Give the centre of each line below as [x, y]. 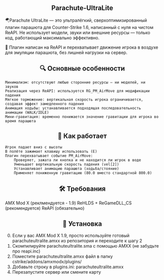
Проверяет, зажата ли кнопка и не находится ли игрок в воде [77, 160]
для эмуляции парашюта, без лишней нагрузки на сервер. [66, 52]
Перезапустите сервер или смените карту [57, 272]
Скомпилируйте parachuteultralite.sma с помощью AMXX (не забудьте [85, 246]
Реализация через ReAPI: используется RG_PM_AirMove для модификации [78, 91]
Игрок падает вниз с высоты [34, 147]
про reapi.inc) [26, 251]
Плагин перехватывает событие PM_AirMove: [49, 156]
